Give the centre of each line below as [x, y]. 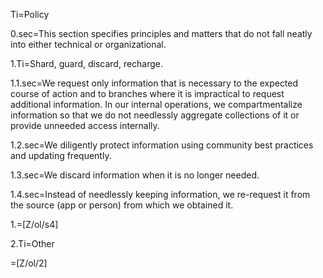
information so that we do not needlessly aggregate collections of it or [155, 115]
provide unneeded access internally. [85, 125]
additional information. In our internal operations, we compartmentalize [156, 104]
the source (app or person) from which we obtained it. [122, 205]
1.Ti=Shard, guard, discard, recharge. [87, 63]
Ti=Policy [30, 14]
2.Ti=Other [32, 243]
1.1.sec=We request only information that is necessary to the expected [154, 83]
